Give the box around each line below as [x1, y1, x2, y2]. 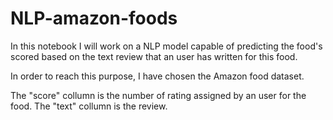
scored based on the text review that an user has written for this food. [10, 50, 298, 62]
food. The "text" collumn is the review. [10, 100, 168, 112]
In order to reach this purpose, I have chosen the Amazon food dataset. [10, 70, 305, 82]
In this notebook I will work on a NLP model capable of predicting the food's [10, 40, 323, 52]
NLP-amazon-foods [10, 7, 178, 30]
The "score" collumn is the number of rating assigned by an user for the [10, 89, 307, 101]
